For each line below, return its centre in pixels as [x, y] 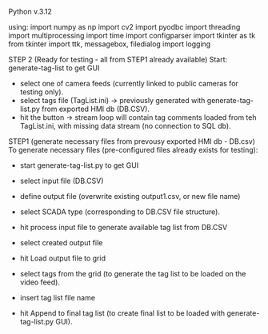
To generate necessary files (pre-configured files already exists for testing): [133, 150]
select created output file [61, 243]
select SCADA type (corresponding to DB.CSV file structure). [120, 212]
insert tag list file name [58, 298]
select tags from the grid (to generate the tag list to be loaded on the [133, 274]
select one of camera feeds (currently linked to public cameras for [129, 83]
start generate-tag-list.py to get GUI [79, 165]
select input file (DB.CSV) [62, 181]
